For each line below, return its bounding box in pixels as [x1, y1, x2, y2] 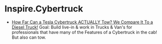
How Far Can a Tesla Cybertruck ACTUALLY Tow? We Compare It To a [11, 19, 153, 25]
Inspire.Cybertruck [4, 3, 83, 14]
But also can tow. [11, 34, 46, 40]
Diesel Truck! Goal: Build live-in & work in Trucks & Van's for [11, 24, 132, 30]
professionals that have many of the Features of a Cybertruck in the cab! [11, 29, 158, 35]
